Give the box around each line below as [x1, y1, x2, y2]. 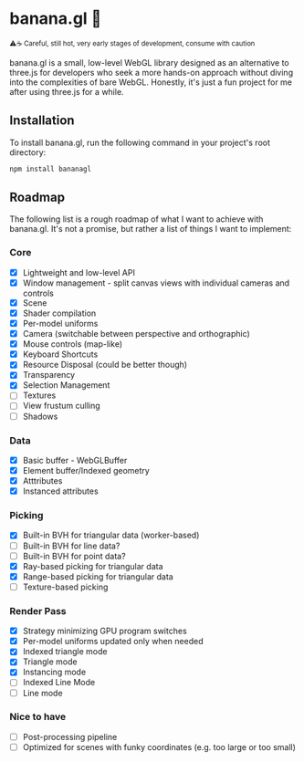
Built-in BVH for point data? [22, 550, 126, 561]
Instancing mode [22, 666, 87, 678]
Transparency [22, 370, 76, 381]
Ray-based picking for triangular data [22, 560, 163, 571]
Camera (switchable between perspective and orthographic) [22, 329, 251, 339]
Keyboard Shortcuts [22, 349, 99, 360]
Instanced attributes [22, 485, 99, 496]
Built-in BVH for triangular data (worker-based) [22, 529, 200, 541]
